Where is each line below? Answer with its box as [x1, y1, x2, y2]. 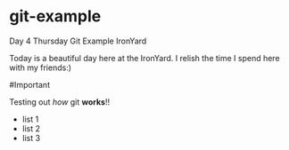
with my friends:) [9, 62, 72, 73]
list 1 [21, 114, 39, 124]
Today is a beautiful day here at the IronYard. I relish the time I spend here [9, 52, 280, 63]
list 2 [21, 122, 41, 134]
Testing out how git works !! [9, 96, 111, 107]
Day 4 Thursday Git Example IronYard [9, 36, 147, 46]
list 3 [21, 132, 41, 143]
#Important [9, 79, 51, 90]
